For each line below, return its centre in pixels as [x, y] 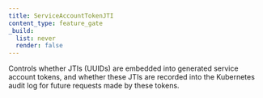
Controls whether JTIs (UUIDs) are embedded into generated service [123, 68]
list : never [36, 38]
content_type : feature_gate [56, 23]
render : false [39, 46]
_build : [21, 31]
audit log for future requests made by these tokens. [94, 86]
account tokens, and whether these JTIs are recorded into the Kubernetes [131, 77]
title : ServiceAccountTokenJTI [61, 16]
